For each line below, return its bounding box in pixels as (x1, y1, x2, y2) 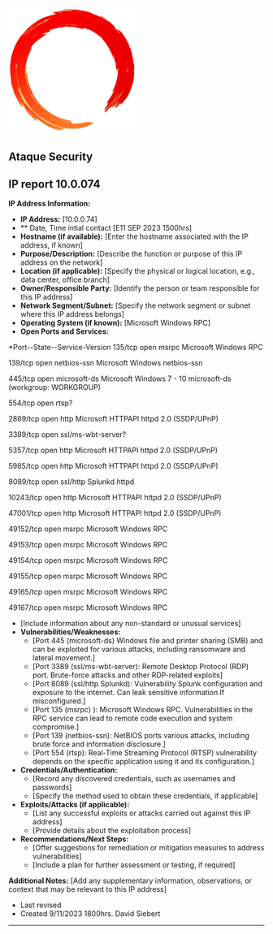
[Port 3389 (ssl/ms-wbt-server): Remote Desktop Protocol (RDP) (32, 662, 249, 672)
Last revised (19, 900, 62, 910)
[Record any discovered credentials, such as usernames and (32, 774, 236, 784)
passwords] (32, 782, 72, 793)
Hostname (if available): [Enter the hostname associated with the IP (19, 231, 249, 241)
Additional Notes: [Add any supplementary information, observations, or (8, 876, 252, 886)
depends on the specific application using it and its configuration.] (32, 757, 254, 767)
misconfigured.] (32, 696, 86, 706)
